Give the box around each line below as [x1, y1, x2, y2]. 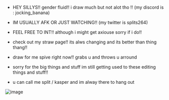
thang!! [12, 44, 28, 50]
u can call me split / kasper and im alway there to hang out [12, 79, 135, 85]
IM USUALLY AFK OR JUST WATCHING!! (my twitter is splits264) [12, 20, 148, 25]
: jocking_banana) [12, 10, 50, 16]
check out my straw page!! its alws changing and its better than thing [12, 39, 157, 45]
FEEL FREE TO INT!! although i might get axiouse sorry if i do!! [12, 29, 142, 35]
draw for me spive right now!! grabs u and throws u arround [12, 54, 138, 60]
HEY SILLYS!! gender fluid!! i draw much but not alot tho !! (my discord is [12, 5, 164, 10]
